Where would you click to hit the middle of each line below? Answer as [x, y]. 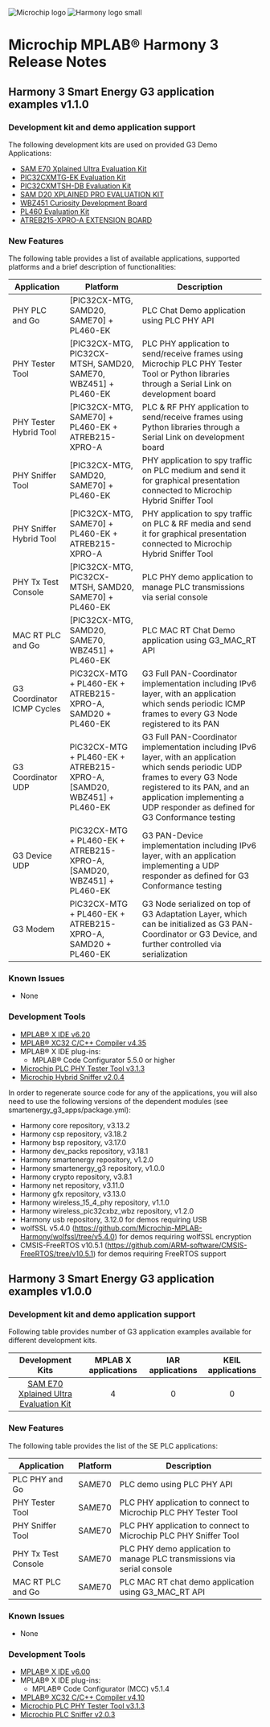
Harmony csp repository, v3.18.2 [74, 1134]
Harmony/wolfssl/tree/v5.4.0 [67, 1236]
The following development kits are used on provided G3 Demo [113, 144]
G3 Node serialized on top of [196, 904]
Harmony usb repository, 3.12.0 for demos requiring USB [113, 1219]
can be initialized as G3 [186, 924]
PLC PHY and [38, 1479]
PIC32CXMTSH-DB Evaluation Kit [76, 186]
